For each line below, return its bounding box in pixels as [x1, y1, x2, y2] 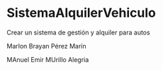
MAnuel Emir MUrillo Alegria [6, 55, 89, 64]
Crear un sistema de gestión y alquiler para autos [6, 28, 150, 37]
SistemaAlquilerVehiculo [6, 5, 157, 21]
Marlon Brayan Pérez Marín [6, 41, 86, 50]
